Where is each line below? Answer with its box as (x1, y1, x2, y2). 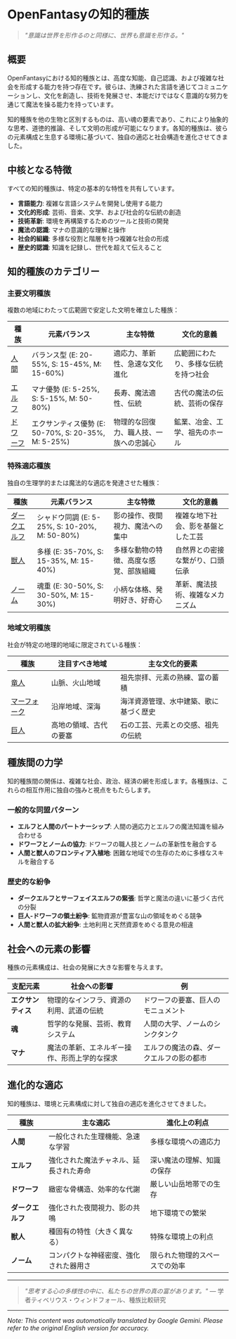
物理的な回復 (113, 417, 156, 427)
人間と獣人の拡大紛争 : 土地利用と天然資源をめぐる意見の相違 (17, 920, 194, 929)
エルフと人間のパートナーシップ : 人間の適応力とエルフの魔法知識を (17, 822, 212, 831)
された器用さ (48, 1261, 91, 1271)
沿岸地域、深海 (51, 701, 101, 711)
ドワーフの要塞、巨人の (143, 995, 221, 1005)
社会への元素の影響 (7, 943, 91, 955)
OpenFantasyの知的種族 (7, 6, 150, 23)
